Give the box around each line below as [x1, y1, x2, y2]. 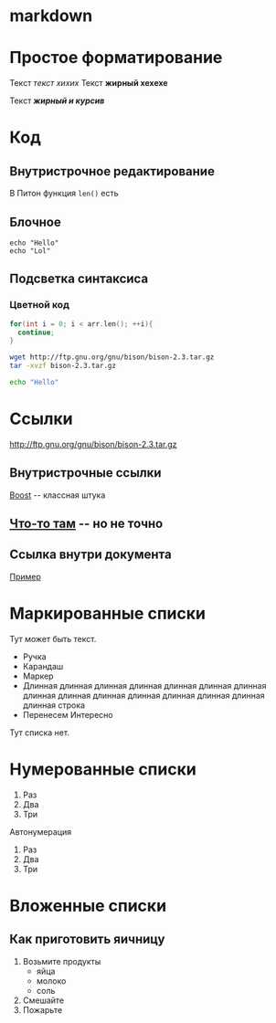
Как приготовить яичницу [9, 932, 165, 947]
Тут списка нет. [9, 727, 70, 738]
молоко [36, 975, 67, 986]
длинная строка [22, 700, 85, 711]
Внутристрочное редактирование [9, 163, 215, 179]
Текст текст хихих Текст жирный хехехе [9, 78, 168, 89]
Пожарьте [22, 1004, 63, 1015]
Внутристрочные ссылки [9, 465, 162, 480]
